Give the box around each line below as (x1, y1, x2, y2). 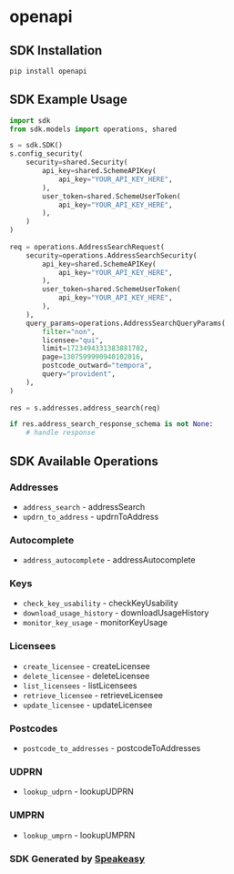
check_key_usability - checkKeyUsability (22, 598, 179, 609)
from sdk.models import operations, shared (9, 125, 178, 134)
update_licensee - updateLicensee (22, 699, 153, 710)
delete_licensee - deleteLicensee (22, 670, 150, 681)
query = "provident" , (42, 370, 117, 379)
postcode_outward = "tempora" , (42, 361, 153, 371)
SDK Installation (9, 43, 103, 58)
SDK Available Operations (9, 453, 159, 469)
